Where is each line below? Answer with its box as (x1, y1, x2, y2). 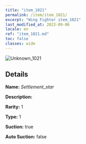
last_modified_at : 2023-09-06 (5, 22, 70, 27)
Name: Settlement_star (5, 83, 54, 90)
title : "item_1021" (5, 7, 47, 13)
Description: (5, 94, 32, 100)
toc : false (5, 37, 29, 42)
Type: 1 (5, 114, 21, 120)
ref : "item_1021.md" (5, 31, 50, 37)
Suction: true (5, 123, 34, 130)
